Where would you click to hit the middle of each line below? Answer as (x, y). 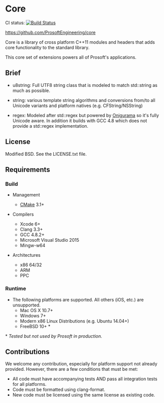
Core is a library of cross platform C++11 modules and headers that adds (80, 42)
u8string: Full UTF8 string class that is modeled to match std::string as (85, 85)
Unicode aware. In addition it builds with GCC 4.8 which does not (80, 121)
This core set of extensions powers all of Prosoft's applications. (71, 57)
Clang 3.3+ (31, 230)
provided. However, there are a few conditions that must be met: (72, 369)
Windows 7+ (33, 316)
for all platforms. (29, 384)
